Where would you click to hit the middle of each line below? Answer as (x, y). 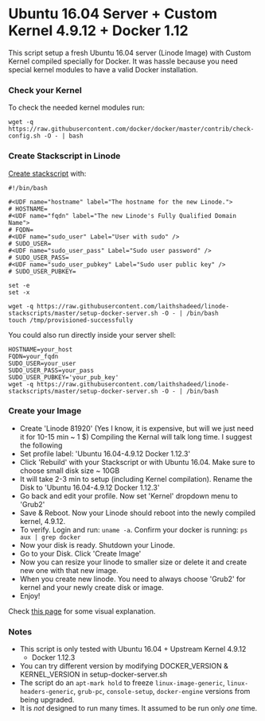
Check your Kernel (45, 90)
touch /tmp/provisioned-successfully (71, 320)
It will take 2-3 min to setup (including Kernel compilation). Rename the (136, 479)
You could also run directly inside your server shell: (92, 335)
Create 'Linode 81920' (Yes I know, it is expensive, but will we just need (136, 428)
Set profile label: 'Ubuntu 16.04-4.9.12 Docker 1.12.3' (105, 453)
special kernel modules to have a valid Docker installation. (103, 69)
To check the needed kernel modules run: (77, 107)
